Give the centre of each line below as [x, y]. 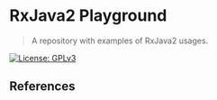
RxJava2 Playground [88, 16]
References [42, 86]
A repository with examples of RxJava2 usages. [120, 41]
